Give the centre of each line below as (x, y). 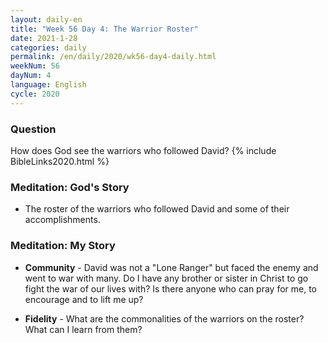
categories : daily (48, 47)
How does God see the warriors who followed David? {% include (143, 150)
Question (33, 129)
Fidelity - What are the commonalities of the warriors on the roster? (164, 318)
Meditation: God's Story (70, 187)
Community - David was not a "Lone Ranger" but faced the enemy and (171, 267)
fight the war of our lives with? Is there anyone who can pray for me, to (171, 288)
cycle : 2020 (35, 94)
